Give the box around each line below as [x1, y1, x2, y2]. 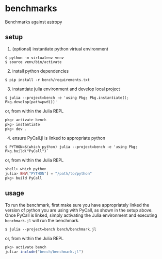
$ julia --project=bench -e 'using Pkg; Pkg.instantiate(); [5, 95, 130, 100]
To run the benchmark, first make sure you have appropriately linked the [5, 202, 149, 208]
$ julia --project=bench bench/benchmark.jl [5, 227, 97, 232]
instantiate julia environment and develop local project [12, 86, 120, 92]
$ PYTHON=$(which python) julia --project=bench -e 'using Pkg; [5, 145, 138, 149]
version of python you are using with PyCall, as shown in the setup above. [5, 207, 153, 213]
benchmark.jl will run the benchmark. [5, 217, 80, 223]
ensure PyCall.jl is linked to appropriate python [12, 135, 106, 141]
